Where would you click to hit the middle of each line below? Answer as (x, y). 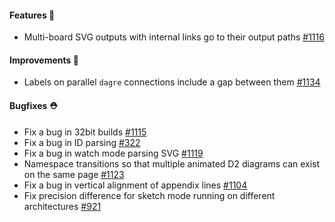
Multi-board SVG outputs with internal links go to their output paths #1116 (174, 37)
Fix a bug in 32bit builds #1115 (85, 132)
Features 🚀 (32, 15)
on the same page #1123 (74, 174)
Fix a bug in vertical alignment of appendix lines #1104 (135, 185)
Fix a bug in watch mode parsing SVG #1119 (113, 153)
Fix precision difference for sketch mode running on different (149, 195)
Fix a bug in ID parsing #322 (82, 142)
